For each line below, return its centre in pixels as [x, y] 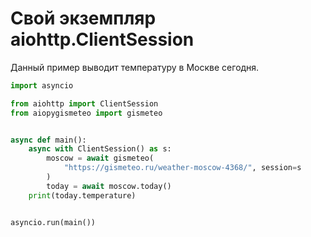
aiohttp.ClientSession [102, 39]
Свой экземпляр [83, 18]
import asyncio [42, 85]
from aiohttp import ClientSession [84, 103]
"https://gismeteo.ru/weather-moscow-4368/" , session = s [182, 168]
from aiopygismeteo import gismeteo [86, 113]
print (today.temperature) [82, 195]
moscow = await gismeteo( [100, 158]
